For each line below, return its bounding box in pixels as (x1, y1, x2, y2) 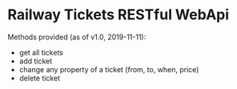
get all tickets (18, 47, 63, 57)
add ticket (18, 56, 53, 66)
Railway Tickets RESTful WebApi (7, 6, 230, 24)
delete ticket (18, 73, 61, 83)
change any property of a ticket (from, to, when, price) (18, 64, 199, 74)
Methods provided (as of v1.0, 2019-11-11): (7, 32, 147, 42)
